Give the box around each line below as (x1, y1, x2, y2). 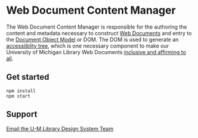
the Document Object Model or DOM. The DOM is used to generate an (6, 36, 179, 43)
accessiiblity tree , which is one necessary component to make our (6, 42, 169, 49)
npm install (6, 87, 36, 94)
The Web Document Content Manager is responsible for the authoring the (6, 23, 187, 30)
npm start (6, 93, 31, 99)
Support (6, 109, 38, 120)
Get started (6, 72, 49, 82)
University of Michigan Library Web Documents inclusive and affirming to (6, 48, 187, 55)
